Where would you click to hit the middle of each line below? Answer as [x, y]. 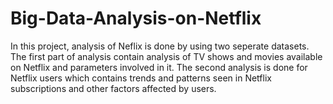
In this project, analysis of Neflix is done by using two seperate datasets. [160, 46]
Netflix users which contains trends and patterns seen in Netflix [141, 78]
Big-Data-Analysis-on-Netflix [136, 18]
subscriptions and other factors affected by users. [113, 88]
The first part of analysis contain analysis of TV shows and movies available [166, 56]
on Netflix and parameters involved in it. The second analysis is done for [159, 67]
